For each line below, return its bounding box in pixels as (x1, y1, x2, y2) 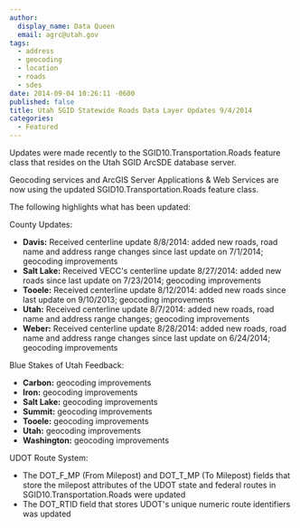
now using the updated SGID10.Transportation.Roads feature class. (9, 184, 259, 194)
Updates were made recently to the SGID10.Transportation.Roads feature (9, 147, 281, 158)
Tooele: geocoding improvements (22, 416, 149, 426)
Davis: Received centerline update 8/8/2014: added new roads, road (22, 237, 278, 247)
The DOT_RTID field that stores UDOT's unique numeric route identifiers (22, 499, 291, 509)
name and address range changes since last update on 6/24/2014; (22, 333, 271, 344)
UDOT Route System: (9, 453, 89, 463)
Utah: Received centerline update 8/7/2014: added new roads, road (22, 304, 275, 315)
